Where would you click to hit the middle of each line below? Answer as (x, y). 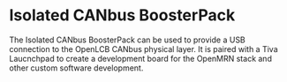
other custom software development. (76, 68)
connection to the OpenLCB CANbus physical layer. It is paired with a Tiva (143, 48)
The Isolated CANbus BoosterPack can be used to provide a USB (127, 40)
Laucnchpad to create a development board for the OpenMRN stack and (140, 58)
